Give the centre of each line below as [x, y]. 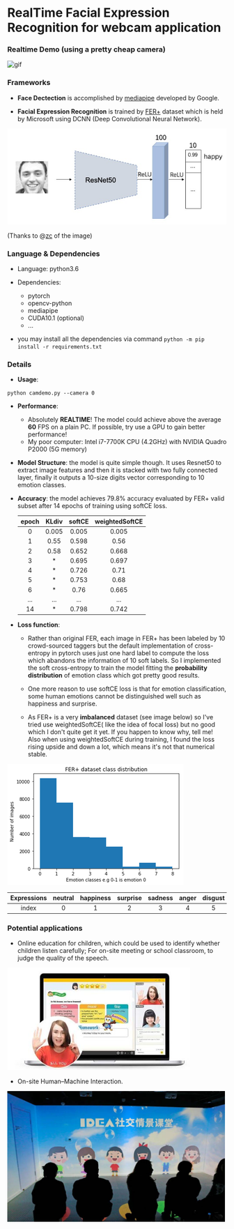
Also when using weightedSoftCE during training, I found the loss [121, 739]
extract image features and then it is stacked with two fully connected [117, 470]
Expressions [29, 898]
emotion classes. [41, 485]
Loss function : [39, 625]
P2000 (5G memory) [57, 449]
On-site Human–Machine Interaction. [70, 1081]
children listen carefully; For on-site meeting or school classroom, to [115, 951]
